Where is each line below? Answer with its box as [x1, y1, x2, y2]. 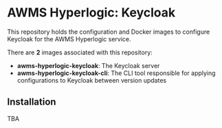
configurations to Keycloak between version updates [16, 76, 167, 84]
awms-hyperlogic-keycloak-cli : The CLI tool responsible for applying [16, 69, 216, 77]
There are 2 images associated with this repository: [7, 48, 153, 56]
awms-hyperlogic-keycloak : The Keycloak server [16, 61, 160, 70]
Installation [7, 96, 56, 108]
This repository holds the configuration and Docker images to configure [7, 28, 210, 36]
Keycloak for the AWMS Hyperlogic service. [7, 34, 132, 43]
